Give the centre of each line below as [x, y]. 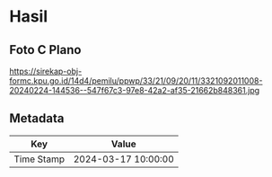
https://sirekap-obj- [46, 71]
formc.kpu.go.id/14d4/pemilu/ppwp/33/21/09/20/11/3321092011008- [136, 81]
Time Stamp [39, 159]
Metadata [37, 119]
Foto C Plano [45, 50]
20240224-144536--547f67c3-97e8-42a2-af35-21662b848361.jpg [135, 90]
